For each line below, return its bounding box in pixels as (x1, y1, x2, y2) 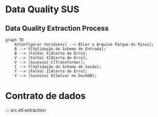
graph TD (5, 37, 24, 42)
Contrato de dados (5, 90, 86, 102)
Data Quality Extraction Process (5, 24, 109, 33)
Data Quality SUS (5, 4, 80, 15)
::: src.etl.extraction (5, 107, 46, 113)
